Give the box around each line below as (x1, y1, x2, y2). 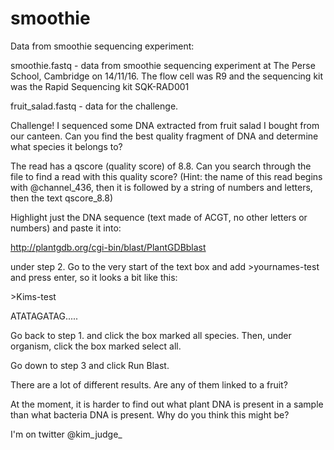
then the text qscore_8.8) (10, 192, 114, 204)
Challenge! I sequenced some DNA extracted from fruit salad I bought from (10, 119, 320, 131)
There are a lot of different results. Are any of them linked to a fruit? (10, 378, 288, 391)
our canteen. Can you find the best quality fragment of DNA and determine (10, 130, 319, 142)
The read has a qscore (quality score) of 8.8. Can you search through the (10, 160, 312, 172)
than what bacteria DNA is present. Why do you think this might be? (10, 408, 290, 421)
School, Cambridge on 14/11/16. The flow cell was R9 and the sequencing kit (10, 70, 324, 82)
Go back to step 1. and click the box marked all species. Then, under (10, 329, 292, 341)
